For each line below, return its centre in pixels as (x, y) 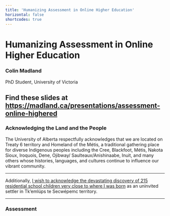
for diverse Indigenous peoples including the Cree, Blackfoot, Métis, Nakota (84, 150)
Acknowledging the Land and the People (56, 128)
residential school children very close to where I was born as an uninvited (82, 186)
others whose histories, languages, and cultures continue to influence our (82, 160)
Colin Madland (24, 71)
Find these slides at (37, 98)
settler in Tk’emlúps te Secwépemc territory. (51, 191)
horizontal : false (25, 15)
